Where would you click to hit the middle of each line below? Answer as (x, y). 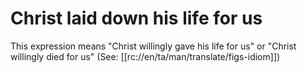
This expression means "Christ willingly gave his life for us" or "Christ (153, 46)
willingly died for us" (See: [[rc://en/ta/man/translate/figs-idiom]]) (145, 56)
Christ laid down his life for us (136, 18)
